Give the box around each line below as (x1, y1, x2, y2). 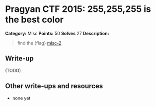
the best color (5, 14, 64, 25)
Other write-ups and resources (5, 82, 103, 90)
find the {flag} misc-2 (17, 40, 62, 46)
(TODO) (5, 67, 21, 73)
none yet (12, 95, 31, 101)
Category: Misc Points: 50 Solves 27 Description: (5, 30, 109, 36)
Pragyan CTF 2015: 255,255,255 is (5, 3, 152, 15)
